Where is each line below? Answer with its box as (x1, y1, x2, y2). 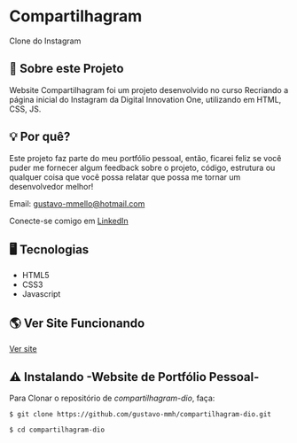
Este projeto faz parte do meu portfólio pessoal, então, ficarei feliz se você (9, 152, 282, 163)
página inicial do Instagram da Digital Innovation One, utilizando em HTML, (9, 94, 282, 105)
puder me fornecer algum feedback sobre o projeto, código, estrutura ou (9, 162, 276, 173)
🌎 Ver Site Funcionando (9, 315, 145, 330)
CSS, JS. (9, 104, 42, 114)
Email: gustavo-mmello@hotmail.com (9, 198, 145, 209)
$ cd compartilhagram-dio (9, 425, 105, 434)
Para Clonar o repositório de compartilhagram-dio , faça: (9, 392, 215, 403)
